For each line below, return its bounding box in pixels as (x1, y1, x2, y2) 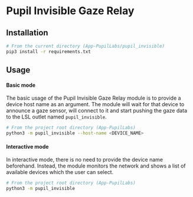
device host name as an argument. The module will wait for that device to (6, 101, 185, 108)
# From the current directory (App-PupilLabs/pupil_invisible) (6, 43, 165, 49)
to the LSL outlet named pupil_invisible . (6, 113, 107, 120)
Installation (6, 28, 48, 38)
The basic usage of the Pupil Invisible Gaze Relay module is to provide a (6, 94, 181, 101)
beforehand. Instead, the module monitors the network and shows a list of (6, 162, 186, 169)
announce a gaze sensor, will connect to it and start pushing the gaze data (6, 107, 188, 114)
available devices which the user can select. (6, 169, 114, 176)
